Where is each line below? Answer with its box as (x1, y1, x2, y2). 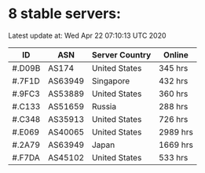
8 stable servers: (8, 5, 122, 23)
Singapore (91, 75, 130, 86)
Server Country (91, 49, 152, 60)
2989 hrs (158, 127, 194, 138)
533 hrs (158, 152, 189, 163)
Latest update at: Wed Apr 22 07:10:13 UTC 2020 (8, 31, 167, 40)
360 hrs (158, 88, 189, 99)
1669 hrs (158, 139, 194, 150)
